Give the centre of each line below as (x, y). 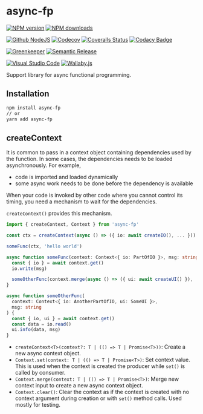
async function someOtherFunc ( (46, 296)
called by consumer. (40, 373)
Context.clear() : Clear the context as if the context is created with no (102, 392)
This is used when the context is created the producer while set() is (100, 366)
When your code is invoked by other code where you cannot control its (95, 195)
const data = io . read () (41, 324)
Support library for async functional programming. (69, 74)
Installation (28, 94)
